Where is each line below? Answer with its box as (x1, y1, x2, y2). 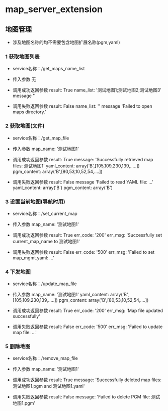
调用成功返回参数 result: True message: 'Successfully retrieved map (12, 156, 153, 162)
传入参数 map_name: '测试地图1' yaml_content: (12, 292, 109, 298)
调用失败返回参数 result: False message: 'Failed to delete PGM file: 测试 (12, 394, 160, 400)
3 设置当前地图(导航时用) (5, 198, 65, 205)
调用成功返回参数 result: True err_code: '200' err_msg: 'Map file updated (12, 307, 163, 314)
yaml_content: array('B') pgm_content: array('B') (12, 185, 113, 191)
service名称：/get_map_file (12, 135, 69, 141)
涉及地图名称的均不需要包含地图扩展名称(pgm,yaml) (12, 39, 120, 45)
